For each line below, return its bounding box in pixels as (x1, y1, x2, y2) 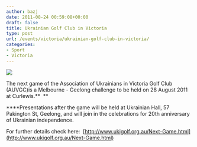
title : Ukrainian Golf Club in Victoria (6, 25, 108, 31)
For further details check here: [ (6, 128, 85, 135)
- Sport (6, 47, 25, 53)
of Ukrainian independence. (6, 116, 74, 123)
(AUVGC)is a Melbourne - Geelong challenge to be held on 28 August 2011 (6, 86, 188, 93)
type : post (6, 31, 33, 37)
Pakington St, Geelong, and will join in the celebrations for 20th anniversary (6, 110, 190, 117)
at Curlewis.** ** (6, 92, 49, 99)
